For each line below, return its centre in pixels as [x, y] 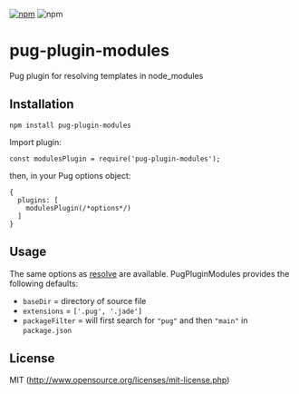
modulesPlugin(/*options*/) [78, 208]
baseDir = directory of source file [84, 300]
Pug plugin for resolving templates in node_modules [106, 75]
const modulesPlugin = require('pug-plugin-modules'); [115, 159]
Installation [42, 104]
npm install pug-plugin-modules [70, 125]
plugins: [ [38, 200]
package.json [47, 330]
